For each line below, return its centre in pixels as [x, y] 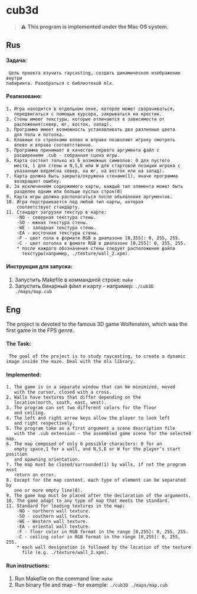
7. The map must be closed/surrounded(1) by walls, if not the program [96, 465]
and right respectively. [45, 423]
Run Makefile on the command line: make [64, 579]
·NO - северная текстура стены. [56, 217]
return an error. [35, 475]
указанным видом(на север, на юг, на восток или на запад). [89, 171]
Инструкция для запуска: [39, 267]
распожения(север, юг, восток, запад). [63, 124]
